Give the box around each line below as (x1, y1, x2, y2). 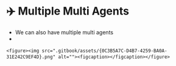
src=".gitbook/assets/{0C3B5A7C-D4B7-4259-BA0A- (41, 48, 167, 54)
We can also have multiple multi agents (15, 28, 114, 36)
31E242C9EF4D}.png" (6, 54, 56, 60)
